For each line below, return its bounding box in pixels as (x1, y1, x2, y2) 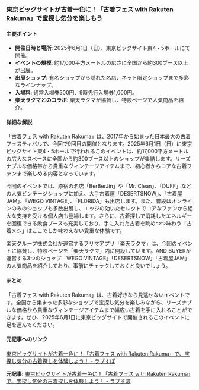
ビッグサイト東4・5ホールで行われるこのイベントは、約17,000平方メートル (6, 147, 189, 155)
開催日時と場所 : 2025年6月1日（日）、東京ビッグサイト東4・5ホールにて (14, 45, 191, 52)
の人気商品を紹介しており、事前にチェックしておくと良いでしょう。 (6, 262, 171, 269)
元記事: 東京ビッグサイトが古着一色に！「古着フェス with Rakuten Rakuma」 (6, 370, 191, 377)
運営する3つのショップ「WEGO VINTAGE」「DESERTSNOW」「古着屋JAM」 (6, 254, 190, 262)
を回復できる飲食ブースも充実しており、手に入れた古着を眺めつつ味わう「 (6, 220, 187, 227)
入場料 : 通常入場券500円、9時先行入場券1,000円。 (14, 89, 138, 96)
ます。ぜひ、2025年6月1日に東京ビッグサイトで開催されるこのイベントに (11, 313, 190, 320)
